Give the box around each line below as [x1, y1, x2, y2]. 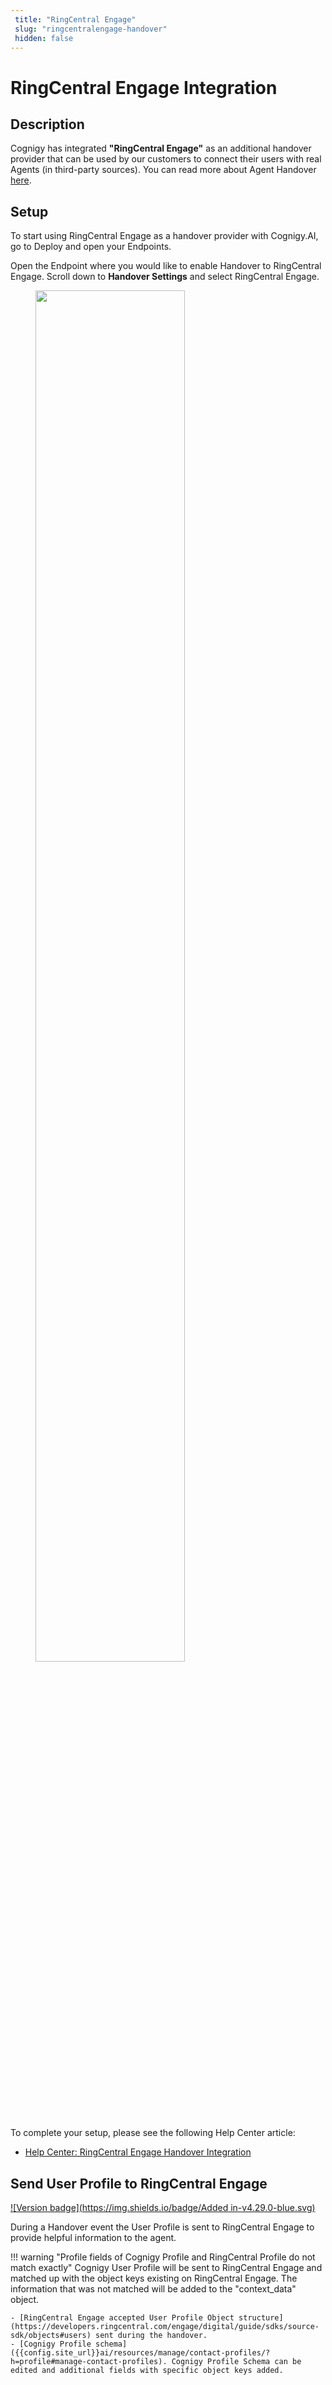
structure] [238, 2313, 284, 2323]
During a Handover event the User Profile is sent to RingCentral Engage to [10, 2221, 315, 2233]
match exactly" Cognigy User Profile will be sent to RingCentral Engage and [10, 2262, 323, 2273]
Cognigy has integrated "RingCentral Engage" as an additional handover [10, 142, 312, 155]
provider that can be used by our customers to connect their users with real [10, 153, 322, 165]
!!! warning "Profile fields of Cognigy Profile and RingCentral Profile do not [10, 2251, 316, 2263]
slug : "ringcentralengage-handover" [14, 24, 168, 34]
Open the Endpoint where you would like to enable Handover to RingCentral [10, 260, 322, 272]
